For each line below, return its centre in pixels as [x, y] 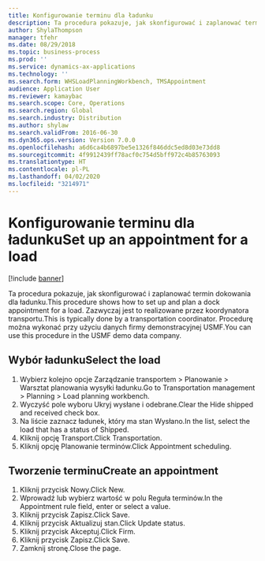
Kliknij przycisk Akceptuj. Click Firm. [77, 532]
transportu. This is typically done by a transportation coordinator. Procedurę [131, 318]
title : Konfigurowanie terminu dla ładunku [81, 15]
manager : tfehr [33, 37]
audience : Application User [54, 89]
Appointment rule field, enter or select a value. [95, 507]
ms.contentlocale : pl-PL [49, 169]
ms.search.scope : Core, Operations [67, 103]
